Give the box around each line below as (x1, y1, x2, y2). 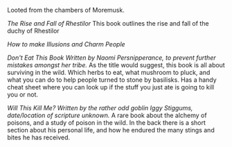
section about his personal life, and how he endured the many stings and (7, 126, 215, 134)
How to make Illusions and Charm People (7, 40, 126, 48)
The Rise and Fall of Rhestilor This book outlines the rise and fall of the (7, 19, 209, 27)
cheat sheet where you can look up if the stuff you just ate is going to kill (7, 83, 215, 91)
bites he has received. (7, 133, 71, 141)
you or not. (7, 90, 39, 98)
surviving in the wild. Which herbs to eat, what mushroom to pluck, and (7, 69, 211, 76)
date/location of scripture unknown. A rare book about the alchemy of (7, 111, 207, 119)
